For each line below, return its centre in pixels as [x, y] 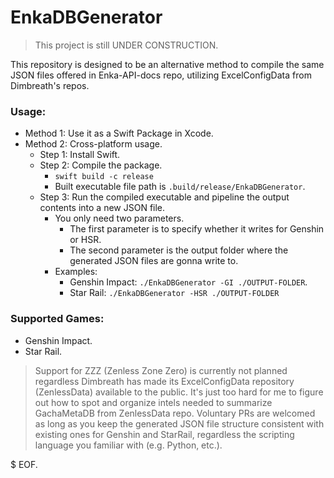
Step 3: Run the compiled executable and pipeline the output [164, 197]
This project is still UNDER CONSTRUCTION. [126, 45]
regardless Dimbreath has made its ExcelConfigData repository [164, 381]
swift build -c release [104, 177]
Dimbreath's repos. [50, 85]
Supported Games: [57, 319]
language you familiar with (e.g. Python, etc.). [128, 445]
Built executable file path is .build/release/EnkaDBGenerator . [180, 187]
